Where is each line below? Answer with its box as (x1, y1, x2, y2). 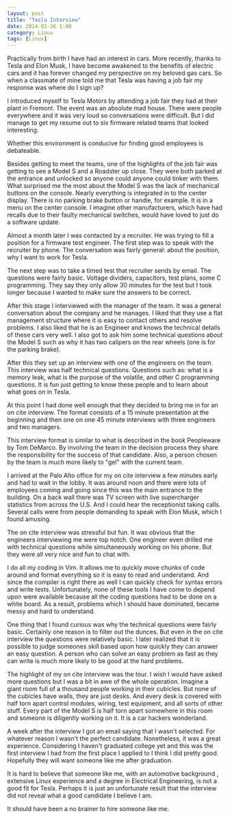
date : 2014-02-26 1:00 (7, 23, 72, 29)
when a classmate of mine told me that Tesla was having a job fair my (7, 76, 203, 84)
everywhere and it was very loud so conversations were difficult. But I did (7, 111, 214, 120)
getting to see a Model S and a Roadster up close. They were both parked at (7, 167, 222, 176)
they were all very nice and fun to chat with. (7, 550, 131, 559)
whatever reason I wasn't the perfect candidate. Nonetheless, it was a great (7, 734, 221, 743)
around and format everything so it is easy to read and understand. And (7, 570, 209, 579)
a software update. (7, 218, 60, 226)
